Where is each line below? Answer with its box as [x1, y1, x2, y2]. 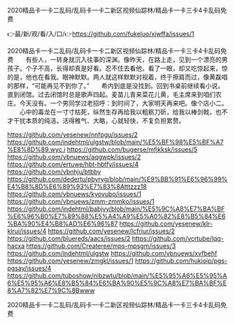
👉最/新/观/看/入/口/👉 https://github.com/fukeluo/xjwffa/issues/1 [7, 30, 194, 38]
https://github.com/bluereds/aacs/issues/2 [7, 235, 131, 242]
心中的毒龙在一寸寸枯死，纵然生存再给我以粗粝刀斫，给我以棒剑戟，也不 [19, 108, 228, 116]
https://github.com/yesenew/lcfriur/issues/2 [48, 227, 176, 235]
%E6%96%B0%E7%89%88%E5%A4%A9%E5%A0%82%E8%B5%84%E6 [7, 212, 226, 220]
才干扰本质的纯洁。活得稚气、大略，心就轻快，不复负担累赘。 [7, 117, 185, 124]
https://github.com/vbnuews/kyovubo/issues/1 [7, 190, 142, 198]
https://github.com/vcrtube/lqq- [131, 235, 224, 242]
